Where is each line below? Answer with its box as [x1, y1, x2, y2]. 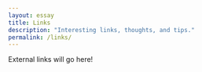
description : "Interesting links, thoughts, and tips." [8, 26, 195, 34]
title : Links [8, 19, 51, 27]
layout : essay [8, 11, 55, 20]
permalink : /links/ [8, 33, 72, 41]
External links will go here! [8, 55, 94, 64]
